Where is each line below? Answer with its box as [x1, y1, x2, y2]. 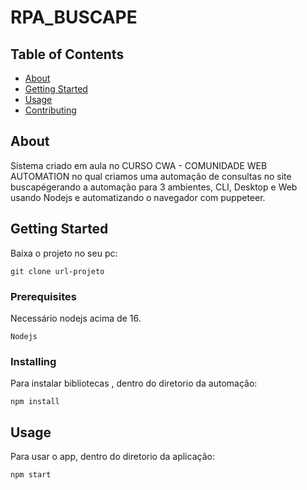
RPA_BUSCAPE [10, 6, 138, 29]
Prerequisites [10, 289, 77, 303]
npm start [10, 470, 52, 480]
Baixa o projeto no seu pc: [10, 247, 118, 259]
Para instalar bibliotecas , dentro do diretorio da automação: [10, 377, 258, 390]
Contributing [24, 104, 77, 116]
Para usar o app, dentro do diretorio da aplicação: [10, 451, 215, 463]
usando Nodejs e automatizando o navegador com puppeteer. [10, 191, 266, 203]
